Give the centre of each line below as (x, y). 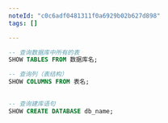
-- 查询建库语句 (32, 104)
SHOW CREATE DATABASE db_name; (61, 111)
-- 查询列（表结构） (38, 74)
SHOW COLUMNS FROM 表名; (49, 82)
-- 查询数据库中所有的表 (44, 52)
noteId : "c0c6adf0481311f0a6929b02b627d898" (84, 16)
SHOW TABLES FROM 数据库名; (53, 60)
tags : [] (23, 23)
